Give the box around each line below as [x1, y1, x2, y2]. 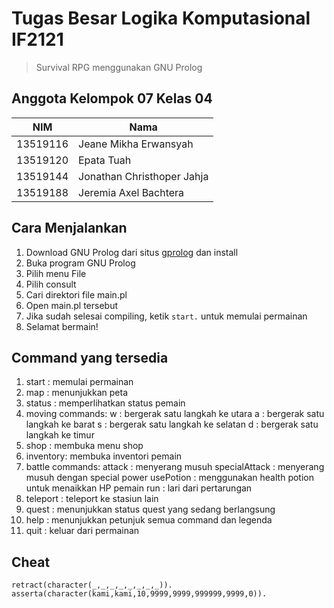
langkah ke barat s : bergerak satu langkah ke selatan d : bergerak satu [25, 418, 319, 431]
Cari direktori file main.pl [25, 288, 128, 301]
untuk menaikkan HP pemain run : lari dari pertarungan [25, 482, 253, 494]
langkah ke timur [25, 429, 95, 441]
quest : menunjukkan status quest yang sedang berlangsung [25, 503, 276, 516]
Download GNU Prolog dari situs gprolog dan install [25, 246, 239, 258]
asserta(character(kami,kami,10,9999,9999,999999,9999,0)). [11, 589, 268, 599]
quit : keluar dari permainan [25, 525, 140, 537]
